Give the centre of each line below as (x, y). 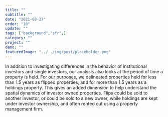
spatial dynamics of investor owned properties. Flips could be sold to (76, 93)
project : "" (18, 43)
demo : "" (14, 47)
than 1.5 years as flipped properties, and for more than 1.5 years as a (76, 82)
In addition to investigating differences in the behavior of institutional (76, 66)
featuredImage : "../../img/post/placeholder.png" (58, 52)
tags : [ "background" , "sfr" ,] (36, 33)
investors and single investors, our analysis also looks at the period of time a (84, 71)
